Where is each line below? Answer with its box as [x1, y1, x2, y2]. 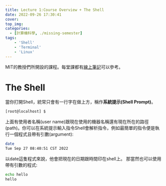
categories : [5, 26, 30, 31]
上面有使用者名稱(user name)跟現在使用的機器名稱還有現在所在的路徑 [5, 119, 149, 125]
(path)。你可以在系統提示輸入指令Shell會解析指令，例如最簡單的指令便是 [5, 125, 155, 131]
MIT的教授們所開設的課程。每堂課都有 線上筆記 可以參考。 [5, 64, 123, 70]
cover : [5, 17, 19, 22]
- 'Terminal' [14, 45, 42, 50]
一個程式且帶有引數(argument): [9, 131, 74, 137]
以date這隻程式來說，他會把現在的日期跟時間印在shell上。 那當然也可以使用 [5, 156, 161, 162]
